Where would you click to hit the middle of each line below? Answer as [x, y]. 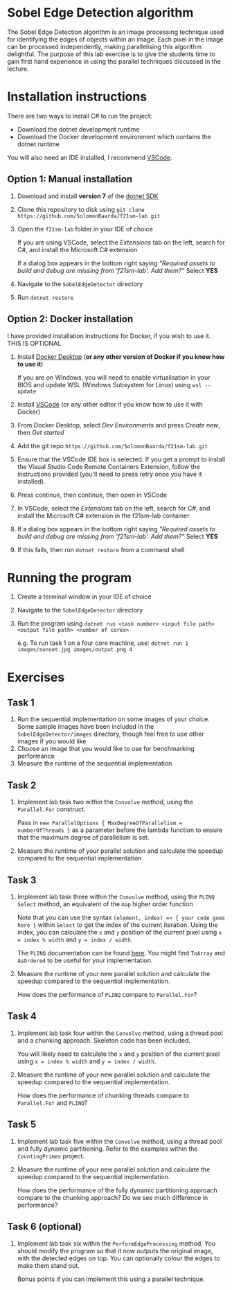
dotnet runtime [38, 144]
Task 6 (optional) [44, 1227]
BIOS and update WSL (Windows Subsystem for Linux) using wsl [109, 385]
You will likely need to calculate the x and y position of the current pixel [118, 1054]
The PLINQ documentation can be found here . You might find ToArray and [121, 953]
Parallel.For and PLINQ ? [52, 1102]
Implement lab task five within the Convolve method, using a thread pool [119, 1141]
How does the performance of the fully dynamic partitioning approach [117, 1190]
